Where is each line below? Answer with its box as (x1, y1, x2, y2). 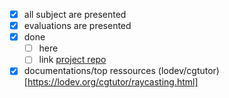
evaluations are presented (23, 20, 132, 32)
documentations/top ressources (23, 65, 156, 77)
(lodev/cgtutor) (157, 65, 220, 77)
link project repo (38, 54, 107, 66)
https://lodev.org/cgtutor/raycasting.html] (27, 76, 199, 88)
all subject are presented (23, 9, 127, 20)
